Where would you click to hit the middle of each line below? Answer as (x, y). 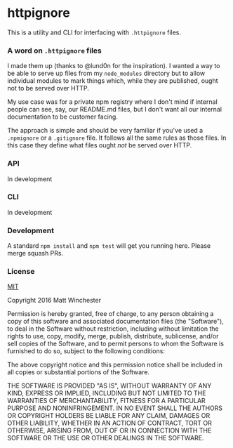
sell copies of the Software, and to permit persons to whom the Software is (116, 344)
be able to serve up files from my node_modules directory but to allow (106, 73)
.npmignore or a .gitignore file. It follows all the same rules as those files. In (117, 138)
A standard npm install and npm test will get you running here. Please (109, 246)
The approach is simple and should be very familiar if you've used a (105, 131)
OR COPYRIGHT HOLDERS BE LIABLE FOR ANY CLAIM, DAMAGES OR (109, 416)
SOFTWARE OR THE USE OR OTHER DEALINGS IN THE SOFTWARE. (106, 438)
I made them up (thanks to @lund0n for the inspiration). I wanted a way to (114, 66)
